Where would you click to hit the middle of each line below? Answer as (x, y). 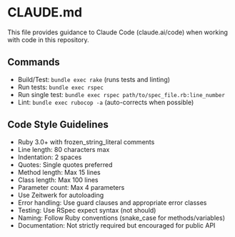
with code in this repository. (48, 39)
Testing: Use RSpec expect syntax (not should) (87, 210)
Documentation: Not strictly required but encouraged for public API (116, 225)
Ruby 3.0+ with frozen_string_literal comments (86, 142)
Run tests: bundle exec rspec (60, 87)
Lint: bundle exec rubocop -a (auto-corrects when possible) (106, 102)
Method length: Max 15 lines (59, 172)
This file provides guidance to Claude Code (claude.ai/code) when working (118, 32)
